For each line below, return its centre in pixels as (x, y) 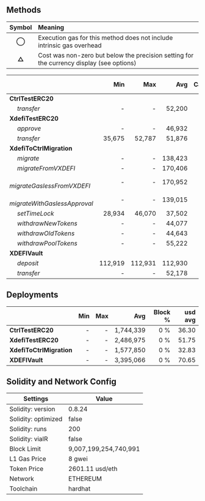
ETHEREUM (85, 479)
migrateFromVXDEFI (46, 168)
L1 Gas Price (28, 459)
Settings (36, 399)
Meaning (51, 27)
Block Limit (25, 449)
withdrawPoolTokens (47, 243)
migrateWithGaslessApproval (51, 203)
